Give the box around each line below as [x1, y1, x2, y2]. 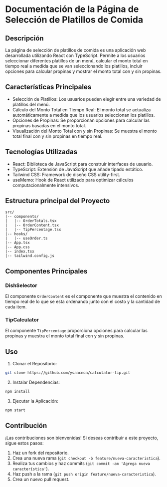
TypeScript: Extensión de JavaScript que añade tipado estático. [12, 166, 144, 172]
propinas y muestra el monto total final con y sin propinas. [5, 333, 125, 339]
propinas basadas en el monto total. [12, 122, 86, 128]
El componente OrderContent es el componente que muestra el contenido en [5, 293, 162, 299]
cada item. [5, 304, 27, 310]
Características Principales [5, 83, 92, 91]
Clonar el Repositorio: [12, 361, 57, 367]
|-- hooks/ [5, 232, 28, 237]
